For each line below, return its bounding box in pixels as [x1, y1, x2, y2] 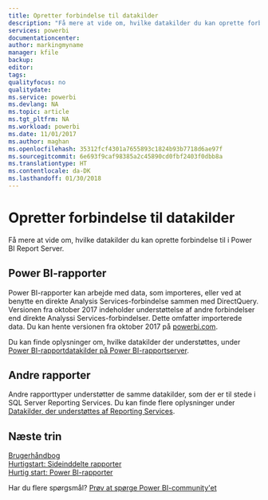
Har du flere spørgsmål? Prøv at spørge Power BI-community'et [8, 483, 217, 493]
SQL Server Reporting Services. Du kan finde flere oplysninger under [8, 398, 235, 408]
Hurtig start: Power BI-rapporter [8, 467, 113, 478]
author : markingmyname [8, 41, 84, 49]
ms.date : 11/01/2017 [8, 130, 77, 138]
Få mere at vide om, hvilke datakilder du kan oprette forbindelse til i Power [8, 235, 253, 244]
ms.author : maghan [8, 137, 69, 146]
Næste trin [8, 429, 62, 443]
